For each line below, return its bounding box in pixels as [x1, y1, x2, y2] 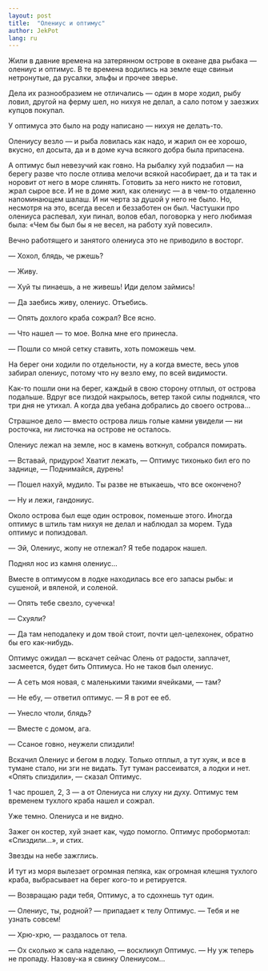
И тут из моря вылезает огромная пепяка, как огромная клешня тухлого [8, 866, 258, 877]
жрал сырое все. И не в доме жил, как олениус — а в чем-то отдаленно [8, 186, 256, 196]
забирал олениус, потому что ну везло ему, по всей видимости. [8, 368, 228, 378]
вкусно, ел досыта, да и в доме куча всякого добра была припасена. [8, 145, 245, 154]
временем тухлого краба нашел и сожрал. [8, 796, 154, 805]
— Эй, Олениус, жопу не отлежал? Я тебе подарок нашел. [8, 544, 207, 553]
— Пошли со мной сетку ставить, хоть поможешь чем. [8, 344, 197, 354]
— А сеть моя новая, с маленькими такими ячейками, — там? [8, 677, 222, 687]
